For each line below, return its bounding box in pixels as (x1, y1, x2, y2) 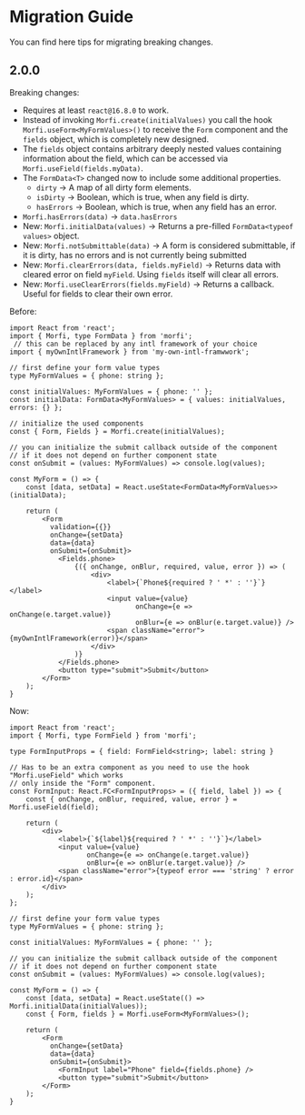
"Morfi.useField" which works (9, 770, 124, 779)
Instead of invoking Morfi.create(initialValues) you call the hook (22, 114, 273, 125)
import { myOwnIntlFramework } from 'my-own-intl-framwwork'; (9, 347, 250, 357)
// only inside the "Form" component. (9, 778, 156, 788)
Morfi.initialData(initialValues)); (9, 1001, 148, 1010)
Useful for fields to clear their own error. (22, 288, 173, 299)
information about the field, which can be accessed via (22, 153, 229, 164)
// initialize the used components (9, 418, 144, 428)
